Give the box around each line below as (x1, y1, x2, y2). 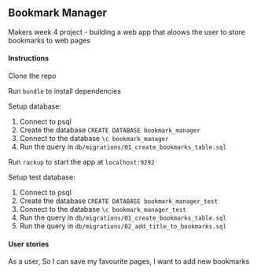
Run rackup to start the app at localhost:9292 (8, 157, 155, 167)
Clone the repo (8, 71, 57, 81)
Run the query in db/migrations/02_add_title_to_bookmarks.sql (19, 221, 226, 231)
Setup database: (8, 102, 61, 111)
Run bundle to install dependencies (8, 87, 122, 96)
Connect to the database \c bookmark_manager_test (19, 205, 187, 214)
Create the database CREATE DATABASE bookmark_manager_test (19, 196, 218, 205)
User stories (8, 239, 50, 249)
